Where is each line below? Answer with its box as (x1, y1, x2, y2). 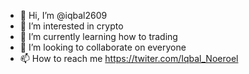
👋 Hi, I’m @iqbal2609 (19, 10, 108, 21)
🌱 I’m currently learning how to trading (19, 31, 178, 42)
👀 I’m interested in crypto (19, 20, 124, 32)
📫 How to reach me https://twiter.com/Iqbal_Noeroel (19, 53, 239, 64)
